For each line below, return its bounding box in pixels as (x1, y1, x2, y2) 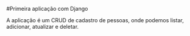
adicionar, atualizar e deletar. (6, 23, 79, 30)
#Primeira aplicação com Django (6, 5, 88, 12)
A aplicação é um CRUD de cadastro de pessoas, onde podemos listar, (6, 17, 184, 23)
